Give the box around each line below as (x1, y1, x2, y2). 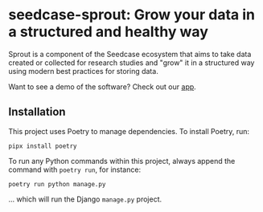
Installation (8, 105, 66, 119)
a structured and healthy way (8, 22, 209, 41)
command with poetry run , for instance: (8, 165, 142, 174)
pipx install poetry (8, 142, 78, 150)
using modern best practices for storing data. (8, 66, 158, 75)
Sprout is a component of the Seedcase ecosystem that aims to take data (8, 49, 252, 59)
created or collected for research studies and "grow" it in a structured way (8, 58, 255, 67)
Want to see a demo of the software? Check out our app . (8, 82, 197, 92)
